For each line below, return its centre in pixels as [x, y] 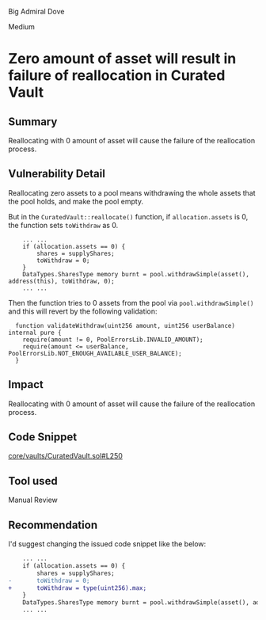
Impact [26, 384]
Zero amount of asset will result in [122, 59]
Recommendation [53, 525]
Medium [22, 27]
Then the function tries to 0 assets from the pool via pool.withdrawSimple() [131, 302]
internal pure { [35, 333]
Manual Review [33, 500]
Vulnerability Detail [57, 174]
